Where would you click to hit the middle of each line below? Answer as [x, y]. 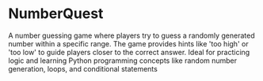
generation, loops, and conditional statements [83, 68]
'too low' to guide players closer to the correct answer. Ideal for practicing [129, 52]
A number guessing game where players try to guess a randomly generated [131, 35]
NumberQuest [56, 14]
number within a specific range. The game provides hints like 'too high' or [128, 43]
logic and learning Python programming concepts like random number [123, 61]
